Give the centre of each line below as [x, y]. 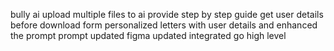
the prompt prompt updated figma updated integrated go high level [148, 35]
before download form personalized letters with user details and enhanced [164, 25]
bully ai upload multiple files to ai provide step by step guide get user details [167, 14]
